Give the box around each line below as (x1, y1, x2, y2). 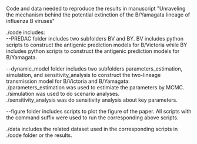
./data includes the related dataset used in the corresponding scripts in (6, 126, 178, 132)
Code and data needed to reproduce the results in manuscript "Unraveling (6, 5, 186, 12)
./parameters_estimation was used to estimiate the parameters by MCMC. (6, 84, 185, 91)
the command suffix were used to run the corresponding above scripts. (6, 114, 179, 121)
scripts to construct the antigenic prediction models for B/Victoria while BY (6, 41, 188, 48)
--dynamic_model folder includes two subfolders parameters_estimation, (6, 65, 183, 72)
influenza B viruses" (6, 18, 55, 24)
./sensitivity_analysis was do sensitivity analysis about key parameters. (6, 96, 178, 103)
